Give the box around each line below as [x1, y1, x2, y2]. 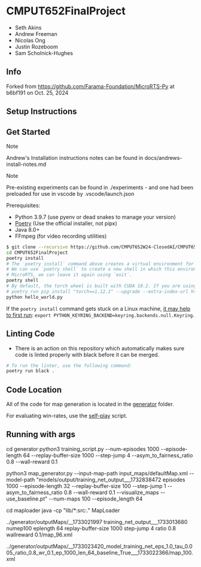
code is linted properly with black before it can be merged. [14, 351, 160, 358]
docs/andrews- [144, 154, 182, 161]
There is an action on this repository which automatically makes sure [14, 344, 184, 351]
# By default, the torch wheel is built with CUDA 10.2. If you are [6, 283, 181, 289]
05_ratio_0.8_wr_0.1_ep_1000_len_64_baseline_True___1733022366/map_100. [6, 549, 193, 556]
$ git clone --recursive [6, 244, 68, 250]
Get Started [6, 127, 50, 137]
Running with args [6, 429, 76, 439]
